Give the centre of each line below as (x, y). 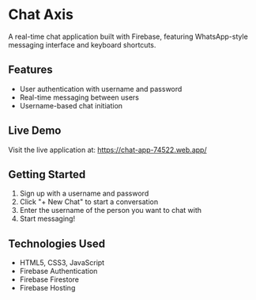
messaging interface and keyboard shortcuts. (82, 44)
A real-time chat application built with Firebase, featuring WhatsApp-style (128, 36)
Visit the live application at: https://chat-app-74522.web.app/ (107, 150)
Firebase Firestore (49, 279)
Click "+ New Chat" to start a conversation (89, 202)
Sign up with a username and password (84, 194)
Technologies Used (56, 243)
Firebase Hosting (47, 288)
